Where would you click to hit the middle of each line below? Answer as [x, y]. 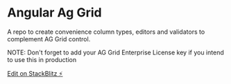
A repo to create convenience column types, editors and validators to [106, 32]
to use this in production [42, 59]
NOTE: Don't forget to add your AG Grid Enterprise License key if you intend [115, 52]
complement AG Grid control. [49, 39]
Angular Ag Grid [54, 13]
